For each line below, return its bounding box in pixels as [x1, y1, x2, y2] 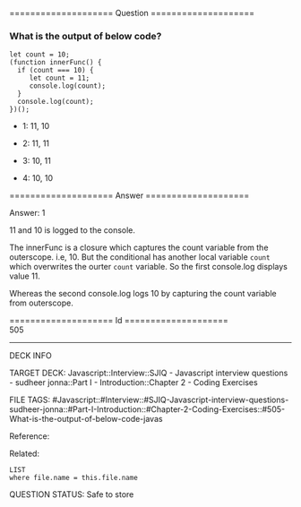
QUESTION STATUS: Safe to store [9, 489, 134, 500]
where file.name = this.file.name [9, 474, 139, 483]
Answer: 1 [9, 208, 46, 219]
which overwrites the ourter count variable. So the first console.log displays [9, 262, 288, 272]
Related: [9, 448, 40, 460]
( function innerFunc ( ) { [9, 58, 102, 67]
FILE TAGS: [9, 394, 51, 406]
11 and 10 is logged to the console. [9, 225, 136, 236]
